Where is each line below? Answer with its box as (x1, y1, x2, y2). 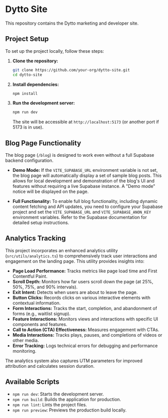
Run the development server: (12, 100, 75, 106)
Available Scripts (5, 378, 59, 386)
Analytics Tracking (5, 234, 66, 243)
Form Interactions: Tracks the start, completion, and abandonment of (12, 305, 157, 311)
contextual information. (12, 300, 61, 306)
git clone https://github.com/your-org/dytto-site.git (12, 67, 130, 72)
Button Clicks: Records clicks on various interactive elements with (12, 294, 151, 300)
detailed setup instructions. (12, 220, 69, 226)
